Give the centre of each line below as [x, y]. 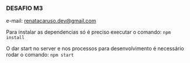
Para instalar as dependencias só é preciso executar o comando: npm [88, 32]
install [15, 38]
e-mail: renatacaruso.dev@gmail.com [51, 21]
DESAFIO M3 [24, 8]
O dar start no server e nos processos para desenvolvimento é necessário [95, 48]
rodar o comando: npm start [40, 55]
